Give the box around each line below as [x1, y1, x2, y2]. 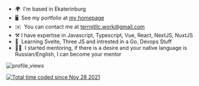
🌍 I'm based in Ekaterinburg [14, 5, 86, 12]
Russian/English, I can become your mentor [14, 50, 122, 58]
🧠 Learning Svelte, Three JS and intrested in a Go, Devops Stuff [14, 38, 172, 45]
